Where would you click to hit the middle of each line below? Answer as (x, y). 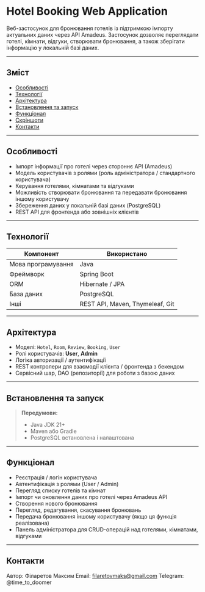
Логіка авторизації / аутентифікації (60, 360)
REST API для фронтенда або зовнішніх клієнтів (77, 212)
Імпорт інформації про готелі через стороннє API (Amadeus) (94, 166)
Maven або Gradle (54, 431)
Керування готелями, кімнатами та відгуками (74, 185)
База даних (26, 294)
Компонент (41, 254)
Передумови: (39, 413)
